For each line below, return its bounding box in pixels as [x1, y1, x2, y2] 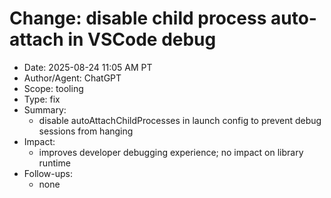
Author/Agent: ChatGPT [23, 72, 122, 84]
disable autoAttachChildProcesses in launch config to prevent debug [38, 114, 322, 126]
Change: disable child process [9, 7, 267, 30]
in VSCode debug [67, 28, 217, 51]
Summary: [23, 103, 67, 116]
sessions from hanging [38, 125, 134, 137]
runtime [38, 157, 71, 169]
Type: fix [23, 93, 61, 105]
